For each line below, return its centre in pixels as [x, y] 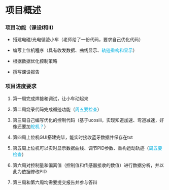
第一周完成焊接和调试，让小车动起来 [50, 98]
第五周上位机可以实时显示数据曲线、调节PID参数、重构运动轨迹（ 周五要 [87, 148]
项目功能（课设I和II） [31, 27]
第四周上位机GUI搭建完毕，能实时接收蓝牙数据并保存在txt [73, 137]
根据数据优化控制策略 [35, 61]
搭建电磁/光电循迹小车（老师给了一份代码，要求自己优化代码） [78, 40]
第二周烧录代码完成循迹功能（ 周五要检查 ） [57, 109]
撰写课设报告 [26, 72]
